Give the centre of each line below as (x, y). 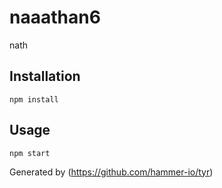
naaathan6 (55, 17)
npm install (34, 99)
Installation (45, 76)
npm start (30, 153)
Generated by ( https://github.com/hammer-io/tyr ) (111, 172)
